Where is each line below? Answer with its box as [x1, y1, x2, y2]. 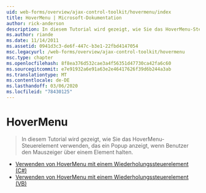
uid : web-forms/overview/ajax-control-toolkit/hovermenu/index [6, 9, 172, 15]
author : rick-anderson [6, 20, 64, 26]
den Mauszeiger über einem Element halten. [21, 148, 134, 156]
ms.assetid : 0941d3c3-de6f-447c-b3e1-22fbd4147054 [6, 44, 139, 50]
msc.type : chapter [6, 55, 53, 61]
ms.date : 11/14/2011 [6, 37, 59, 44]
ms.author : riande [6, 32, 53, 38]
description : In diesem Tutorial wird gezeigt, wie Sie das [6, 26, 164, 32]
